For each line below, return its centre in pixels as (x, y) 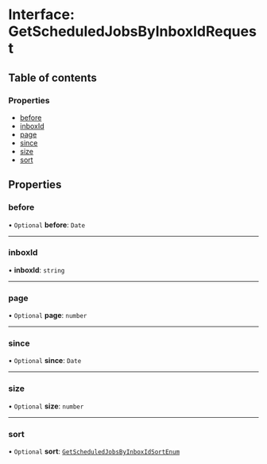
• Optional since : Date (45, 361)
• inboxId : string (37, 270)
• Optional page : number (48, 315)
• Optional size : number (46, 406)
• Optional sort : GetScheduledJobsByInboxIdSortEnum (94, 451)
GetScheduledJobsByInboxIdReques (132, 31)
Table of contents (52, 77)
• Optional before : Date (47, 225)
